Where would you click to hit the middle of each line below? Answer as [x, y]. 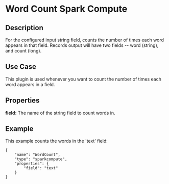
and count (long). [23, 51]
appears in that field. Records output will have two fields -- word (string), [82, 45]
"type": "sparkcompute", [41, 159]
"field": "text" [41, 168]
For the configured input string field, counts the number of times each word [85, 40]
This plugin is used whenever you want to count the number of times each [83, 79]
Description [24, 28]
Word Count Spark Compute [66, 9]
